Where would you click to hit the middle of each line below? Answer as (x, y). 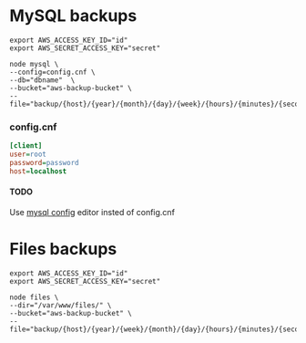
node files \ (34, 297)
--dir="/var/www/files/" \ (61, 305)
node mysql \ (34, 64)
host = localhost (38, 171)
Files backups (63, 249)
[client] (26, 146)
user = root (28, 155)
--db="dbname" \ (42, 80)
